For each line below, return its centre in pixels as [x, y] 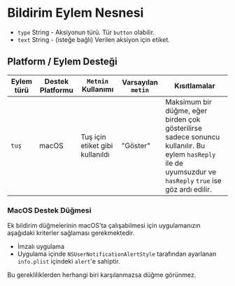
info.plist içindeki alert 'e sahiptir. [69, 262]
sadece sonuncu [193, 136]
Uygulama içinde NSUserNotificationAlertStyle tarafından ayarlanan [117, 254]
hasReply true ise [193, 180]
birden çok [183, 119]
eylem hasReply [191, 154]
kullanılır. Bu [185, 145]
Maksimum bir [188, 101]
